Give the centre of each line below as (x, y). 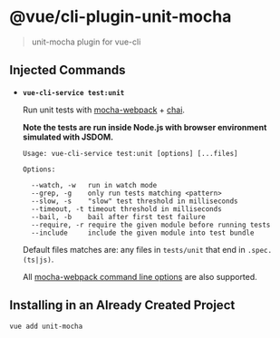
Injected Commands (68, 70)
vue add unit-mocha (46, 326)
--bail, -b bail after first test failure (118, 217)
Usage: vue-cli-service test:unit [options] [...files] (130, 153)
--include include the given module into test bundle (143, 233)
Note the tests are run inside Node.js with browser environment (145, 127)
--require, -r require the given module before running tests (151, 225)
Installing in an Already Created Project (122, 305)
